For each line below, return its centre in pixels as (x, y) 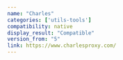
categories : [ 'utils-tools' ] (49, 20)
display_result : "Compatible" (51, 33)
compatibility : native (40, 26)
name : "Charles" (31, 13)
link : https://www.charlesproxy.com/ (62, 46)
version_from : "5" (34, 39)
